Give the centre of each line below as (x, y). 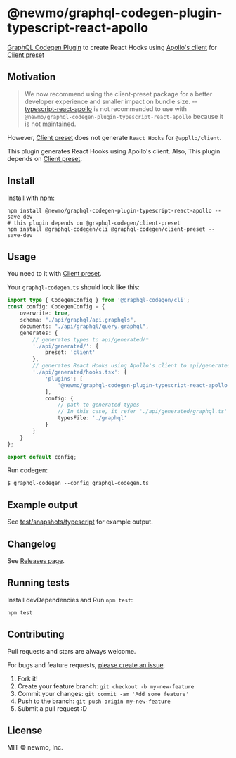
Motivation (32, 77)
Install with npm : (31, 198)
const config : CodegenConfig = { (56, 307)
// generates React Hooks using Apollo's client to (110, 366)
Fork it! (28, 678)
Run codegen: (27, 470)
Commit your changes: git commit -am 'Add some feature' (103, 693)
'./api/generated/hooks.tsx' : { (80, 372)
